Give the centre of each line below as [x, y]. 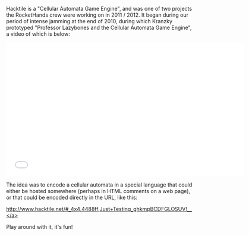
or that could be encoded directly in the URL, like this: [72, 197]
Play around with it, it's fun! [40, 227]
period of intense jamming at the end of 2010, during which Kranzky [89, 21]
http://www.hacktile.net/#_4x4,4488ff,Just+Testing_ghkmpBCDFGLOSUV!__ [99, 209]
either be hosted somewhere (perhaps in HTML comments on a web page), [98, 191]
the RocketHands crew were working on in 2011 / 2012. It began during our [97, 15]
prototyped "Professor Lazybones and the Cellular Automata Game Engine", [99, 27]
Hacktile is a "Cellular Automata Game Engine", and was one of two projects [99, 9]
